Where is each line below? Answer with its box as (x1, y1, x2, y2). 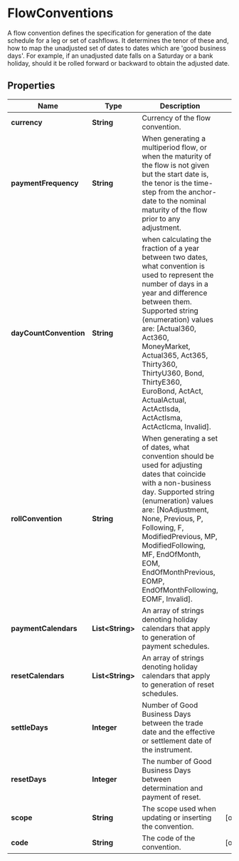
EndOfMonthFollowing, (142, 585, 218, 595)
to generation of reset (142, 680, 215, 690)
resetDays (11, 774, 47, 784)
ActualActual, (142, 395, 187, 405)
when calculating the (142, 234, 212, 244)
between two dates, (142, 252, 208, 262)
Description (159, 101, 201, 111)
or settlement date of (142, 735, 212, 745)
